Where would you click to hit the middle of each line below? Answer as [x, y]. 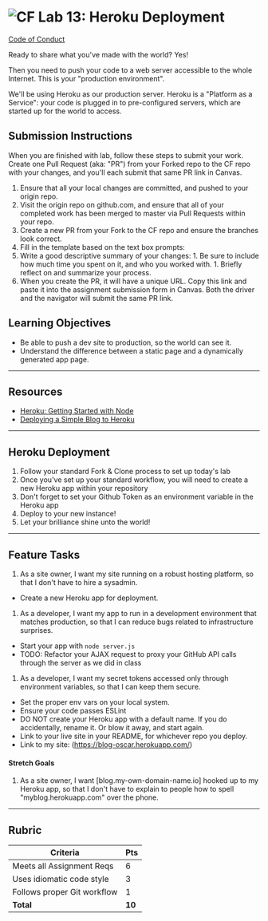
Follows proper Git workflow [65, 892]
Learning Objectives [60, 323]
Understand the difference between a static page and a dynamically [131, 350]
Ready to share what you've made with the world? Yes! [99, 54]
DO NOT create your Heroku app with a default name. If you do [123, 719]
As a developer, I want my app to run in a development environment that [138, 613]
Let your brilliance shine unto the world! [85, 522]
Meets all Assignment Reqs [63, 866]
